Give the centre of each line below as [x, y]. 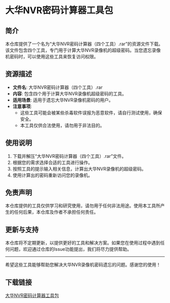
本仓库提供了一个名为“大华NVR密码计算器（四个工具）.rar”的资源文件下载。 [84, 44]
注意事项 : [22, 106]
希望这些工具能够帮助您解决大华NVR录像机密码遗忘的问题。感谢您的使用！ [83, 265]
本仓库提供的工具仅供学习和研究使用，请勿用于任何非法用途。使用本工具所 [83, 206]
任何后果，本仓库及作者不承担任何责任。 [56, 212]
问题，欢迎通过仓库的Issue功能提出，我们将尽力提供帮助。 [70, 249]
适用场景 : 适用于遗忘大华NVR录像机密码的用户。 [63, 100]
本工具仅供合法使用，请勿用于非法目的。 [62, 125]
